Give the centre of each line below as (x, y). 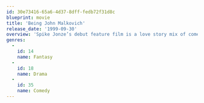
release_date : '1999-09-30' (42, 29)
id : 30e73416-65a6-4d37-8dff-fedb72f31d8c (61, 12)
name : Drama (32, 74)
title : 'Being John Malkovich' (46, 23)
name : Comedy (34, 91)
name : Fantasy (35, 57)
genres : (16, 40)
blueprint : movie (28, 18)
